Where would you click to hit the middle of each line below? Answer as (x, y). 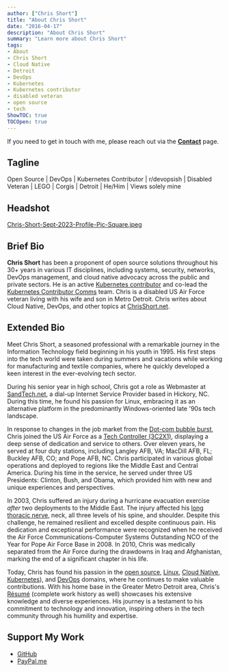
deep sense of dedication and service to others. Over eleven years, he (106, 443)
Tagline (23, 163)
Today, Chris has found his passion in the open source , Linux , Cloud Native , (114, 572)
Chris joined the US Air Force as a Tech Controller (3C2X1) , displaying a (108, 436)
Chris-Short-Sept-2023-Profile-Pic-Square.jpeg (75, 225)
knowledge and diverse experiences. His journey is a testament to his (105, 601)
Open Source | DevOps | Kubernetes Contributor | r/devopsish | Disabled (109, 179)
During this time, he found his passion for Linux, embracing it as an (102, 401)
